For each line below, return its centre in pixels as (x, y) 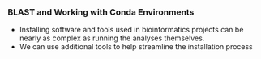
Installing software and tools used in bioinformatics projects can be (131, 30)
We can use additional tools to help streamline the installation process (136, 47)
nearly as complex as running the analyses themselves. (112, 38)
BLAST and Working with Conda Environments (101, 12)
